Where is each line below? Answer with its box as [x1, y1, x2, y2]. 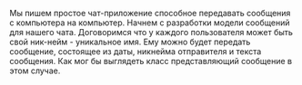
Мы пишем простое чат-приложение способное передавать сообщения [9, 8, 291, 18]
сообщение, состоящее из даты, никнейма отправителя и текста [9, 46, 262, 57]
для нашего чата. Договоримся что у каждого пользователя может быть [9, 27, 294, 37]
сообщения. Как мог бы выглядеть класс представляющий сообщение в [9, 56, 293, 66]
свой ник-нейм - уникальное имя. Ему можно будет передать [9, 36, 251, 47]
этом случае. [9, 65, 61, 76]
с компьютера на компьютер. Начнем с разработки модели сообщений [9, 17, 290, 28]
